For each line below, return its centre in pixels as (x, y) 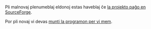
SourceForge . (19, 12)
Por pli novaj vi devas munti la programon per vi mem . (59, 22)
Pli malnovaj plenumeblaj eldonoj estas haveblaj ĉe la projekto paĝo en (75, 7)
